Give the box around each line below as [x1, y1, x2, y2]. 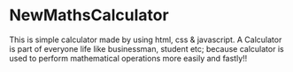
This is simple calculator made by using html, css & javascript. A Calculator [9, 34, 282, 45]
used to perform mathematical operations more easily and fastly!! [9, 53, 248, 63]
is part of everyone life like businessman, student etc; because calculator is [9, 43, 285, 54]
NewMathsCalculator [9, 5, 170, 25]
